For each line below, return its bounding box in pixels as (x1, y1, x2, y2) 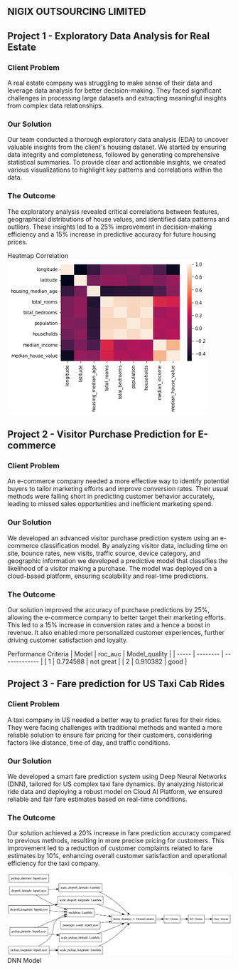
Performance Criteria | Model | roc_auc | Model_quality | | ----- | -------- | (7, 649, 224, 658)
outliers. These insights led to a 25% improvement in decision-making (7, 222, 212, 231)
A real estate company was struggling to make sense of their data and (7, 78, 213, 88)
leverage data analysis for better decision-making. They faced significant (7, 86, 222, 95)
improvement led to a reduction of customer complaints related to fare (7, 844, 213, 852)
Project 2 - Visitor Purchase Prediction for (7, 428, 197, 440)
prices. (7, 237, 28, 246)
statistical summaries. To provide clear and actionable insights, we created (7, 158, 226, 167)
